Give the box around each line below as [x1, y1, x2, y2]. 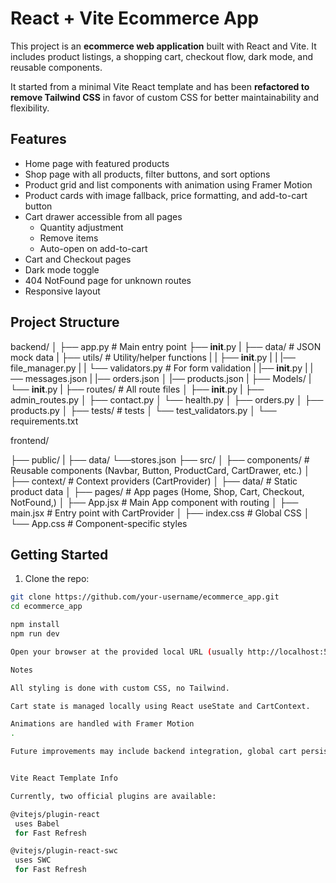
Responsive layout [24, 285, 101, 297]
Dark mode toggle [24, 263, 100, 276]
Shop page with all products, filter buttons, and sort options [24, 168, 271, 180]
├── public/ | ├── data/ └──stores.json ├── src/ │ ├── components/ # [10, 453, 310, 466]
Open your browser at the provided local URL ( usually [10, 647, 244, 657]
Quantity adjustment [39, 221, 124, 233]
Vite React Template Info [10, 773, 118, 783]
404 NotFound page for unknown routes [24, 274, 192, 286]
